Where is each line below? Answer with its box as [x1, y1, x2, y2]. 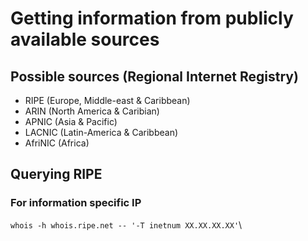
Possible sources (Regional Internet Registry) [10, 68, 299, 85]
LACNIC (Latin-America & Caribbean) [24, 127, 179, 138]
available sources [10, 28, 160, 51]
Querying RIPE [10, 166, 103, 183]
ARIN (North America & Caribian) [24, 105, 160, 117]
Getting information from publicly [10, 7, 294, 30]
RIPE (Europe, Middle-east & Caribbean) [24, 95, 191, 106]
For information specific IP [10, 196, 142, 210]
